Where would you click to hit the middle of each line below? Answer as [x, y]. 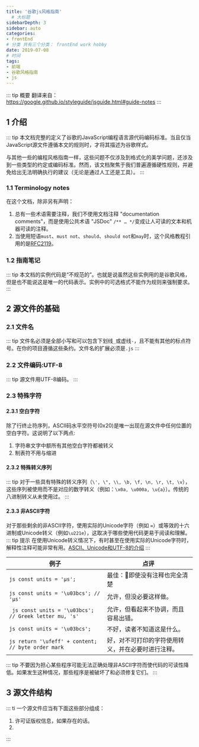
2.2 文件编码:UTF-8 [34, 365]
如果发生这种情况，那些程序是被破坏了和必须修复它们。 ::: [87, 672]
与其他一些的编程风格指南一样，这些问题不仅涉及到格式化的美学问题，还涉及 [99, 157]
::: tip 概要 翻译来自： [32, 95]
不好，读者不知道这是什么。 [146, 629]
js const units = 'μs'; [43, 579]
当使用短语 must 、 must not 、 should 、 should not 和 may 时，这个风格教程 [100, 236]
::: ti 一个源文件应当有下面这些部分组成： [55, 708]
